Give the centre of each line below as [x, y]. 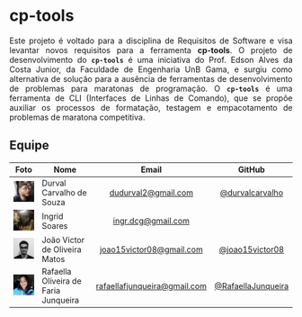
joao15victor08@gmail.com [151, 249]
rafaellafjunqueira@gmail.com [151, 285]
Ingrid [53, 216]
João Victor [63, 240]
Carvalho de [64, 192]
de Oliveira [62, 249]
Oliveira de [62, 281]
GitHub [251, 170]
